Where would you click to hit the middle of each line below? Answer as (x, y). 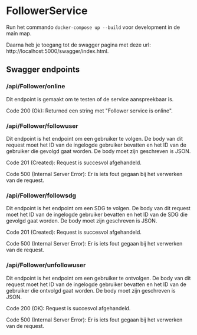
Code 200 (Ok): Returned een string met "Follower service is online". (89, 111)
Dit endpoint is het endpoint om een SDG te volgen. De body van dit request (98, 208)
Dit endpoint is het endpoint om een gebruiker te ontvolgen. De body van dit (98, 278)
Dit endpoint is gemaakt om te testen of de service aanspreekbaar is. (90, 99)
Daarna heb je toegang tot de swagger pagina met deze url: (79, 45)
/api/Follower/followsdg (41, 195)
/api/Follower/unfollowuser (46, 265)
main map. (19, 33)
